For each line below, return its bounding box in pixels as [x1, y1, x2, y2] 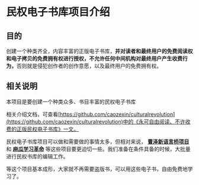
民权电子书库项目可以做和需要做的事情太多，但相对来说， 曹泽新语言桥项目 [6, 138, 190, 145]
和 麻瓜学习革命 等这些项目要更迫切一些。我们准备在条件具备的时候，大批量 [6, 145, 191, 152]
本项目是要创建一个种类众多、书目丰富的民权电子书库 [6, 98, 136, 105]
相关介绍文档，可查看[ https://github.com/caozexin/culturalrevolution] [6, 111, 175, 118]
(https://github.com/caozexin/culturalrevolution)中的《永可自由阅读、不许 [6, 118, 185, 125]
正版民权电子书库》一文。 [16, 125, 79, 132]
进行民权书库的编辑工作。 [6, 152, 69, 160]
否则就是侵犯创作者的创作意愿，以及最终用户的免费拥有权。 [17, 63, 162, 69]
